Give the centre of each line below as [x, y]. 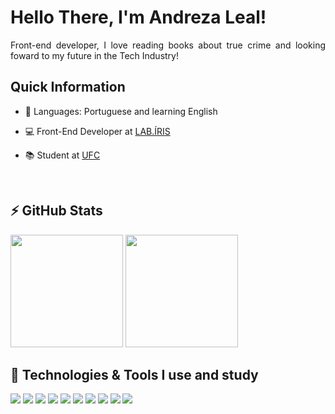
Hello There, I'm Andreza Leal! [138, 17]
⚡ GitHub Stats [56, 211]
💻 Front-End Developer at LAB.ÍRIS [97, 131]
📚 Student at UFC [62, 155]
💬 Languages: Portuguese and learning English [121, 111]
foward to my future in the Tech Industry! [94, 55]
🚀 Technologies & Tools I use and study [134, 374]
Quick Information [68, 87]
